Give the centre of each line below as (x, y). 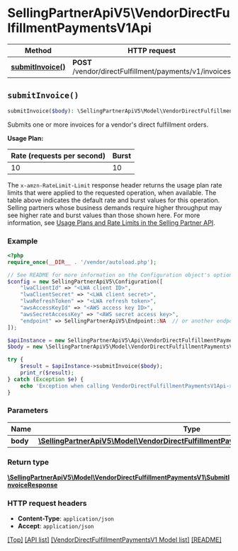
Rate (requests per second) (58, 156)
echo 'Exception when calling (65, 386)
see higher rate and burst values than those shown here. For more (104, 215)
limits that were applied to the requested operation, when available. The (112, 192)
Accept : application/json (56, 526)
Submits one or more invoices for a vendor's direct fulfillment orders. (108, 124)
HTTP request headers (47, 504)
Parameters (28, 410)
